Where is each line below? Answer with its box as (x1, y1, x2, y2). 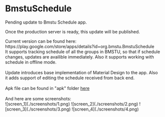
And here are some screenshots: (5, 95, 71, 101)
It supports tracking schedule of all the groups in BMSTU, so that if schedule (5, 49, 160, 55)
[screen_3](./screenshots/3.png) (5, 106, 71, 112)
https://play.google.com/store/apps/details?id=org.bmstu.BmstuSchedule (5, 43, 155, 49)
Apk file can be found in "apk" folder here (5, 85, 90, 91)
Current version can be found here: (5, 38, 77, 44)
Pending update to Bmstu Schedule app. (5, 19, 87, 25)
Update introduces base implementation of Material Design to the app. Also (5, 69, 158, 75)
